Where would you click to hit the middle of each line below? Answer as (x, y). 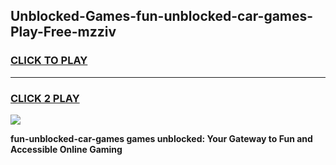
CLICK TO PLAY (49, 61)
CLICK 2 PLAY (45, 98)
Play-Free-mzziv (63, 32)
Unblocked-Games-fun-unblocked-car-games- (162, 16)
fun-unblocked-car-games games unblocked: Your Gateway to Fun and (161, 138)
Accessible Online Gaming (66, 149)
